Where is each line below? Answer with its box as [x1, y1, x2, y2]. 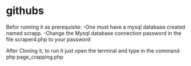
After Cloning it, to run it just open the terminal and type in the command [6, 47, 180, 54]
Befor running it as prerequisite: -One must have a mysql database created [6, 23, 185, 30]
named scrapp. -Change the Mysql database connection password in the [6, 29, 182, 36]
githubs [6, 4, 44, 18]
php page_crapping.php [6, 53, 64, 60]
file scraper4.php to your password [6, 36, 91, 43]
